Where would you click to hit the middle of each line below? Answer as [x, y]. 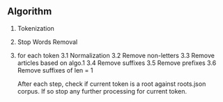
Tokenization [36, 28]
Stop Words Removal [47, 42]
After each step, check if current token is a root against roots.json [111, 84]
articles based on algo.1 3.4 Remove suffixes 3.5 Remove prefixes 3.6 [117, 63]
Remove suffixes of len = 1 [55, 70]
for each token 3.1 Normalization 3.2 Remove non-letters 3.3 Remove [116, 55]
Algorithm [30, 12]
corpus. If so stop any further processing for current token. [102, 91]
